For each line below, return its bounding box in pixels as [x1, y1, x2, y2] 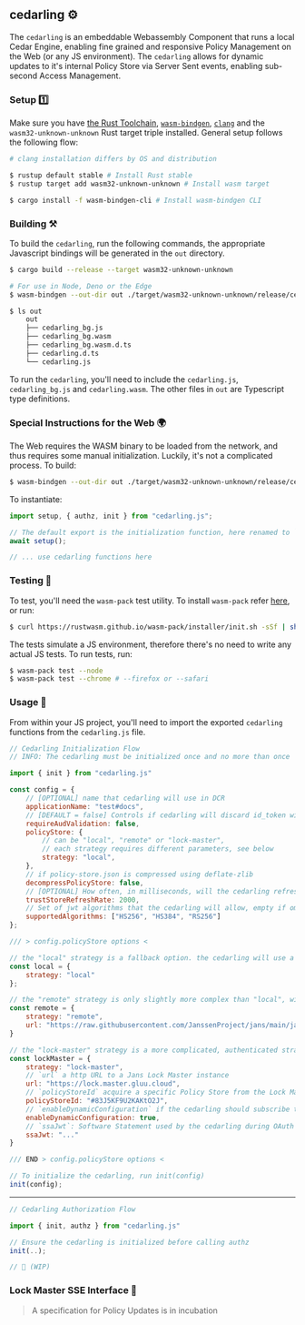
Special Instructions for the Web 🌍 [9, 416, 166, 429]
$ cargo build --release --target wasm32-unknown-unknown [9, 265, 233, 274]
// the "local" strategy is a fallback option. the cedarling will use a [9, 953, 295, 963]
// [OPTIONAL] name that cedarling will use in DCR [25, 794, 225, 804]
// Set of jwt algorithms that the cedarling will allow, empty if [25, 904, 286, 913]
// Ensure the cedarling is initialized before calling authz [9, 1238, 250, 1247]
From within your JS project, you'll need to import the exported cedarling [9, 716, 283, 727]
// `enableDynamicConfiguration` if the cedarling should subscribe [25, 1105, 290, 1114]
